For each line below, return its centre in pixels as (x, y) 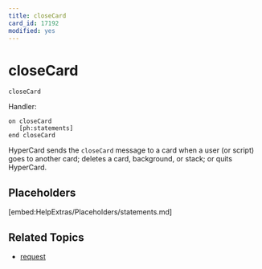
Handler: (23, 107)
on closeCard (30, 121)
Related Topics (46, 237)
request (33, 256)
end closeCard (32, 136)
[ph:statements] (46, 128)
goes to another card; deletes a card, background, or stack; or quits (121, 159)
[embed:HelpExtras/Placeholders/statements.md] (90, 212)
